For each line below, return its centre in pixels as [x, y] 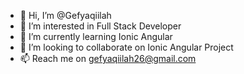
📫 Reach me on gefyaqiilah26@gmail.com [108, 58]
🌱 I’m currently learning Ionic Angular [96, 36]
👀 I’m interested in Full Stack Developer [100, 26]
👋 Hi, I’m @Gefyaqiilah [65, 15]
